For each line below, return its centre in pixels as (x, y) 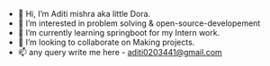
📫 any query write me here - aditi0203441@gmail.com (120, 52)
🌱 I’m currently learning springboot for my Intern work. (119, 33)
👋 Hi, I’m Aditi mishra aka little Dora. (84, 14)
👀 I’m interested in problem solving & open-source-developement (139, 23)
